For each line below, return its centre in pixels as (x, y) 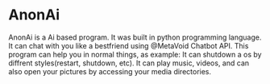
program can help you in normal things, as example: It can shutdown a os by (135, 54)
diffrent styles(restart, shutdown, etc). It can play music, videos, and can (129, 63)
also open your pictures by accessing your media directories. (110, 71)
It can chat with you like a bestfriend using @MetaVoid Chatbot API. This (129, 45)
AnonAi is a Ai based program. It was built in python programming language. (135, 37)
